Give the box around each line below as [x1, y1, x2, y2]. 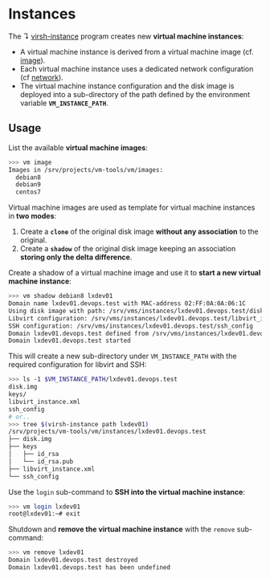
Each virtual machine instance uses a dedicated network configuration [19, 63, 254, 73]
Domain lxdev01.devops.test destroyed [8, 556, 138, 565]
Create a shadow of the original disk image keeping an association [19, 244, 236, 254]
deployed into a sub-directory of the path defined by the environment [19, 89, 251, 99]
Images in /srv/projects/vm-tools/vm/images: [8, 165, 163, 173]
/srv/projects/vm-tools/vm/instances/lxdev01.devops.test [8, 427, 207, 436]
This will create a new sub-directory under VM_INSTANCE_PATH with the [8, 351, 237, 361]
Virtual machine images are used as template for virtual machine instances [8, 202, 256, 213]
